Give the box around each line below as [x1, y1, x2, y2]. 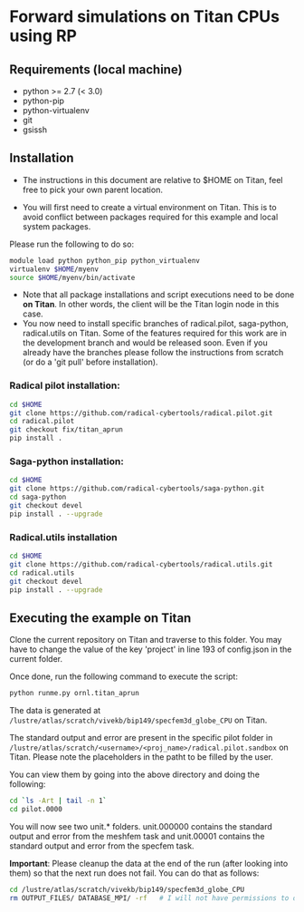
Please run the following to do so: [9, 238, 134, 249]
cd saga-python [9, 492, 67, 502]
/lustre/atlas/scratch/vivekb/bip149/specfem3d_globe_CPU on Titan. [9, 714, 268, 726]
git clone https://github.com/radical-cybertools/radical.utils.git [9, 559, 273, 568]
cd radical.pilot [9, 417, 75, 426]
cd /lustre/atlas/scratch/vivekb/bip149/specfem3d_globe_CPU [9, 885, 245, 894]
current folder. [9, 654, 63, 665]
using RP [9, 25, 77, 46]
